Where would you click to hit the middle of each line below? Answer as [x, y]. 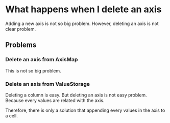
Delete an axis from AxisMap [42, 60]
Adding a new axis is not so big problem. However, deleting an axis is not [82, 23]
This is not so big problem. [33, 70]
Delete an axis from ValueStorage [48, 84]
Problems [21, 45]
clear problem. [21, 29]
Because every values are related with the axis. [55, 100]
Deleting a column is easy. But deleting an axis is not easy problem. [76, 95]
